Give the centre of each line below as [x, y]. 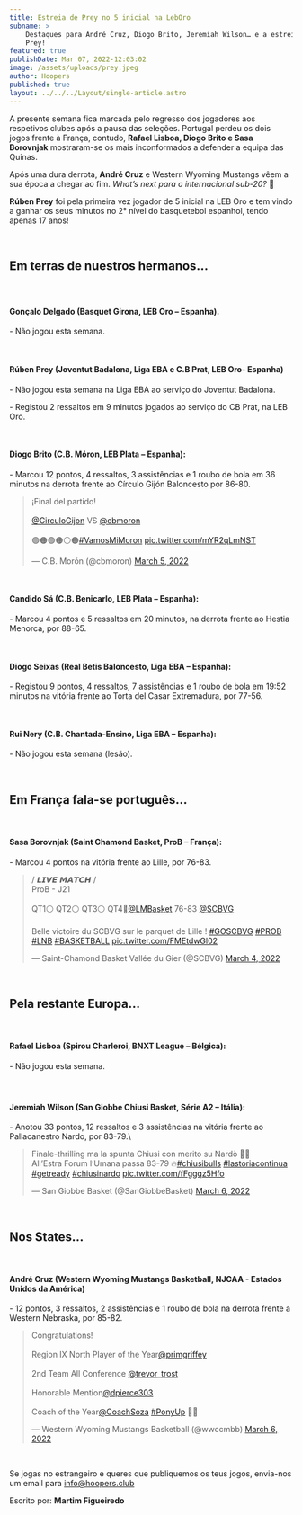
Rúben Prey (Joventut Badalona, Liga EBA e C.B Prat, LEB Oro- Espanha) [147, 370]
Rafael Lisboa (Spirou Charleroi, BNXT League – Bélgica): [118, 1046]
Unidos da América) [47, 1288]
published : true [40, 85]
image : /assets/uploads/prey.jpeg [74, 68]
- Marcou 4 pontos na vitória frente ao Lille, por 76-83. [111, 862]
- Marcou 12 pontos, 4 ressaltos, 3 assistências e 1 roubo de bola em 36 [142, 474]
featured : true [38, 51]
